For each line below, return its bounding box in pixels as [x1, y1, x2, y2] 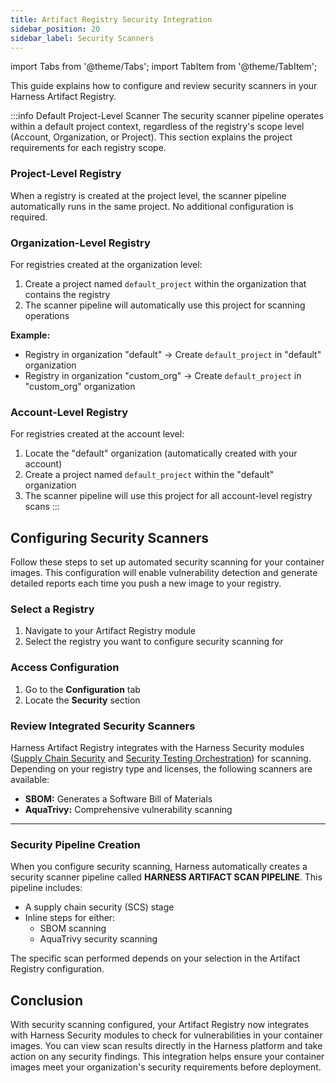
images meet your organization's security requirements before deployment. [10, 1061, 322, 1073]
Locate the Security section [24, 694, 141, 706]
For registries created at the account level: [10, 428, 185, 440]
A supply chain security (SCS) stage [24, 901, 175, 913]
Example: [10, 329, 51, 341]
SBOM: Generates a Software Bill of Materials [24, 792, 213, 805]
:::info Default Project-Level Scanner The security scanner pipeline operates [10, 110, 324, 122]
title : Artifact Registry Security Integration [10, 14, 213, 25]
